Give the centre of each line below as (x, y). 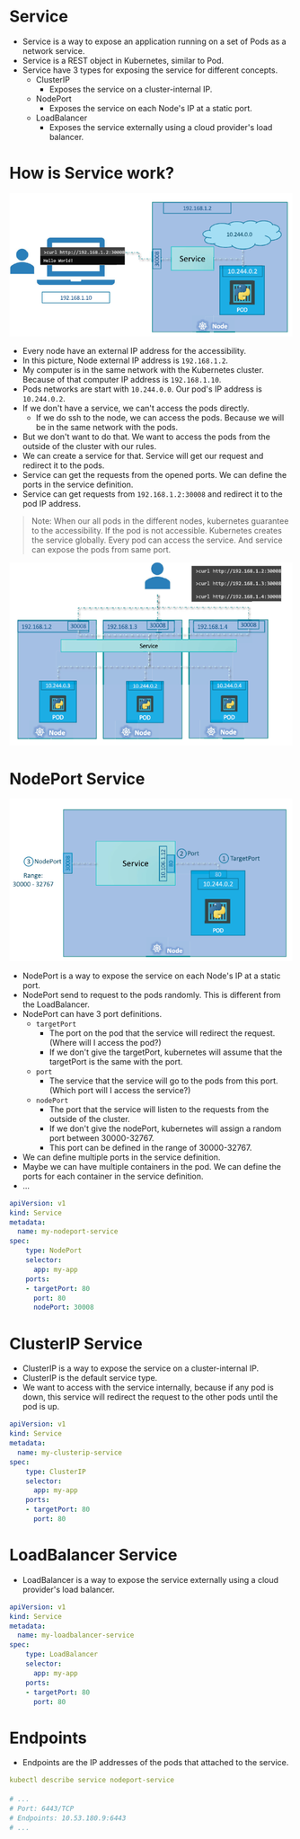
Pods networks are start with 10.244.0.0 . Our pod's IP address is (142, 389)
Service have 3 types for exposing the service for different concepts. (150, 70)
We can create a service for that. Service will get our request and (143, 456)
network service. (53, 50)
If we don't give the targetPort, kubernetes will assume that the (166, 1052)
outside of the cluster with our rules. (89, 446)
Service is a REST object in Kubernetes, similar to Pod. (123, 60)
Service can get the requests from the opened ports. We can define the (154, 475)
